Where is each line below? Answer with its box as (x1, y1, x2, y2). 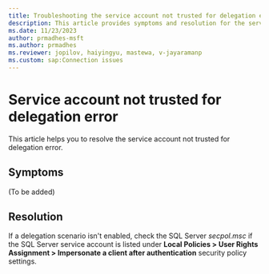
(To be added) (8, 187, 55, 197)
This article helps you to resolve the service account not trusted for (8, 133, 231, 144)
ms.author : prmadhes (8, 42, 78, 50)
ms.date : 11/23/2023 (8, 26, 78, 34)
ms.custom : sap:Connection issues (8, 57, 124, 65)
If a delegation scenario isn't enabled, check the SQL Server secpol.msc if (8, 231, 253, 240)
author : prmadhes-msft (8, 34, 84, 42)
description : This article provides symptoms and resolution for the (8, 19, 246, 27)
